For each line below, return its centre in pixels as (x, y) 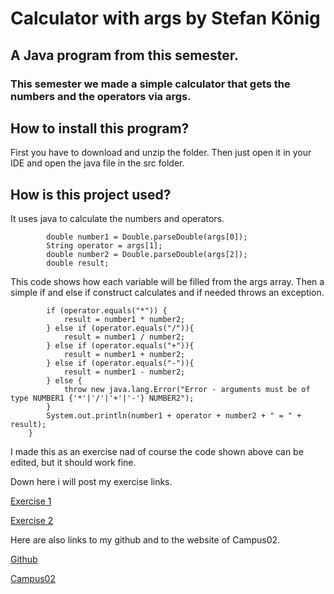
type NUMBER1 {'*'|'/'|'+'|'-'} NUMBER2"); (102, 398)
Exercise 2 (32, 521)
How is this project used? (91, 194)
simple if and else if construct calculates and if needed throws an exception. (167, 293)
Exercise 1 (31, 501)
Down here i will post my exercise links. (91, 482)
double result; (78, 263)
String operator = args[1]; (104, 246)
